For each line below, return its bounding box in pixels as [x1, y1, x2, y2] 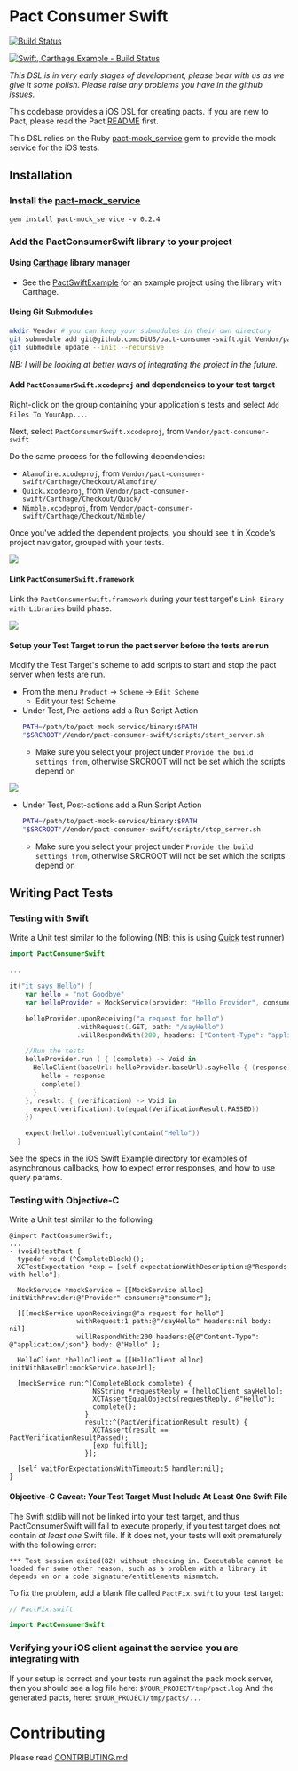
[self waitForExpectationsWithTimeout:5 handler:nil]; [17, 1465, 224, 1473]
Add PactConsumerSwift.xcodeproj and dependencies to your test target [9, 379, 276, 390]
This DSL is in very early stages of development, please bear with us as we [9, 69, 286, 81]
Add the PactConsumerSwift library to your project [9, 235, 232, 248]
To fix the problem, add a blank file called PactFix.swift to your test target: [9, 1587, 284, 1598]
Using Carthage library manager [9, 258, 131, 268]
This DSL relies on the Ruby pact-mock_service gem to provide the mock [9, 132, 277, 143]
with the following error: [9, 1539, 97, 1550]
